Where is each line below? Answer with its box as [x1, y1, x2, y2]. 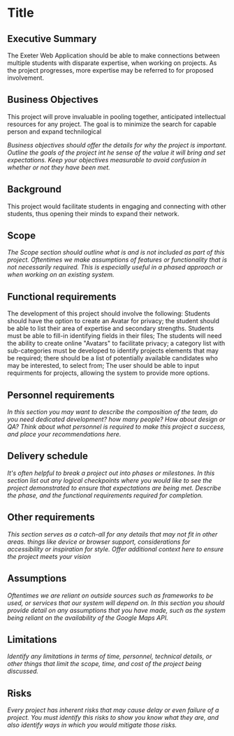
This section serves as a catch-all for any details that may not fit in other [7, 530, 218, 538]
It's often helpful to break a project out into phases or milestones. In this [7, 469, 215, 477]
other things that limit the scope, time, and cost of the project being [7, 660, 202, 668]
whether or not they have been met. [7, 163, 110, 171]
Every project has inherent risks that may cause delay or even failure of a [7, 706, 219, 714]
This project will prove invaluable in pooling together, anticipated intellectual [7, 112, 226, 120]
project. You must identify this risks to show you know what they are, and [7, 714, 219, 722]
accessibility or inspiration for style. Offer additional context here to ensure [7, 544, 224, 553]
